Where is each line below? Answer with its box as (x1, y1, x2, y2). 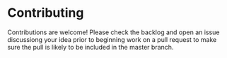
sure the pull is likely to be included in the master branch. (7, 43, 174, 51)
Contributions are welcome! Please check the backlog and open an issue (7, 28, 220, 36)
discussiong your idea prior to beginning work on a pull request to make (7, 35, 217, 43)
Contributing (7, 5, 84, 21)
